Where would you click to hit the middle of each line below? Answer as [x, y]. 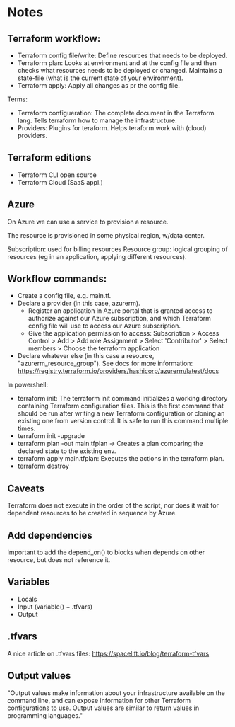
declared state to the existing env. [67, 451]
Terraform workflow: [54, 39]
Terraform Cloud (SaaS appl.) [60, 182]
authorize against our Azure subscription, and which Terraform [120, 319]
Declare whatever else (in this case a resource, [86, 356]
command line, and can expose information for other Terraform [99, 700]
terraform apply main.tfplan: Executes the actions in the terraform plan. [121, 459]
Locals [27, 599]
